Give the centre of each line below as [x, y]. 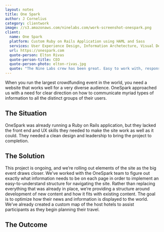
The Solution [25, 156]
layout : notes [20, 10]
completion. [17, 141]
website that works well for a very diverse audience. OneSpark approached [81, 88]
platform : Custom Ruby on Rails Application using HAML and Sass [77, 42]
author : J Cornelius [26, 19]
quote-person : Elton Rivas [37, 55]
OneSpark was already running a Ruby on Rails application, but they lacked [81, 125]
